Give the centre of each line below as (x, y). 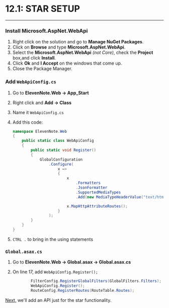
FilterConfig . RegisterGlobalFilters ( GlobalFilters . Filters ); (96, 281)
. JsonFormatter (92, 188)
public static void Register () (64, 150)
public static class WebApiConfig (58, 141)
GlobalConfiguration (61, 160)
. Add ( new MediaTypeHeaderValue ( (110, 197)
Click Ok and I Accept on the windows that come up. (67, 63)
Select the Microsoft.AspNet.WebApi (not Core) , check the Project (83, 53)
